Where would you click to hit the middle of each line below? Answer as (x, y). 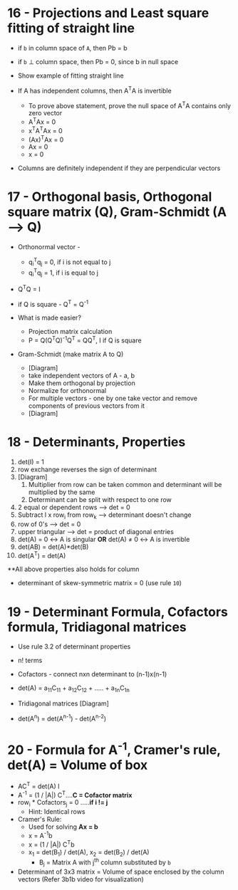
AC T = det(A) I (38, 786)
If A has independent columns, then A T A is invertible (95, 90)
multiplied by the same (62, 492)
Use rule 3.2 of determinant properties (74, 646)
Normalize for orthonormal (67, 391)
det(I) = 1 (31, 461)
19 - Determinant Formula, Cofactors (118, 612)
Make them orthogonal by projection (82, 383)
